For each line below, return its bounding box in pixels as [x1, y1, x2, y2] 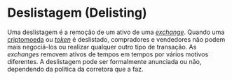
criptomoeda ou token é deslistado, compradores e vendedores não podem [7, 35, 226, 43]
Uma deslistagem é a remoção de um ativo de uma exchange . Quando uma [7, 28, 225, 36]
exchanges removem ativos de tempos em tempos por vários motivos [7, 50, 209, 58]
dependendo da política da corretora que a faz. [7, 65, 144, 73]
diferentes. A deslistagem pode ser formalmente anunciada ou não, [7, 57, 202, 65]
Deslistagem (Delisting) [7, 5, 147, 21]
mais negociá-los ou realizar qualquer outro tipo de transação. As [7, 42, 197, 51]
